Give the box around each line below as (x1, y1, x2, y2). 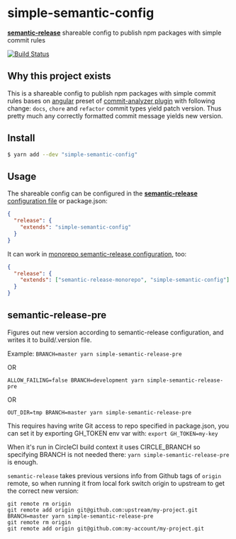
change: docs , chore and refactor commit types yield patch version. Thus (7, 104, 222, 113)
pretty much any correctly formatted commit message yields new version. (7, 111, 223, 120)
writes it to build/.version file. (7, 335, 92, 344)
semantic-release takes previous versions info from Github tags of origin (7, 471, 222, 480)
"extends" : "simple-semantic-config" (20, 224, 132, 231)
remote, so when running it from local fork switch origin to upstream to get (7, 479, 225, 487)
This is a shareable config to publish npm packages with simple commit (7, 89, 216, 97)
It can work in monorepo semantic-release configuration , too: (7, 249, 187, 258)
